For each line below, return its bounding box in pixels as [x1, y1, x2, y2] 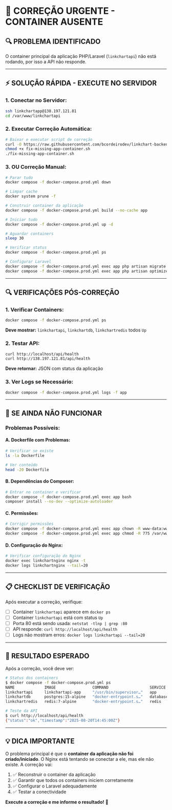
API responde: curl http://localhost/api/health [12, 626, 118, 632]
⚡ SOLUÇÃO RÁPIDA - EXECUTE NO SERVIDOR [5, 79, 157, 88]
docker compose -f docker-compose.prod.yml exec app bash [5, 494, 132, 500]
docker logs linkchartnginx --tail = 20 [5, 563, 88, 568]
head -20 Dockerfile [5, 467, 50, 472]
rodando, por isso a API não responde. [5, 59, 87, 65]
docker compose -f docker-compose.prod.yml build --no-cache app [5, 207, 147, 213]
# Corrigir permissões [5, 522, 54, 527]
